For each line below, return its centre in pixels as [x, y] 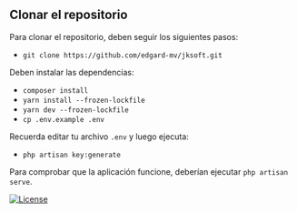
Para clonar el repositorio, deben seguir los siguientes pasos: [124, 36]
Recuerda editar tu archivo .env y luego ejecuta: [99, 137]
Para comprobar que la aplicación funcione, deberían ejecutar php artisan [149, 171]
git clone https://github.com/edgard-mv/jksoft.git [122, 55]
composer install [55, 90]
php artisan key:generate [71, 155]
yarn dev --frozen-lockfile [75, 110]
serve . [21, 181]
